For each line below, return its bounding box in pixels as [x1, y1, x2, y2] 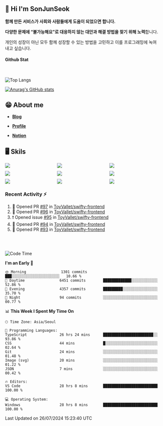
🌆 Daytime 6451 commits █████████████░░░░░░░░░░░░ [5, 278, 158, 283]
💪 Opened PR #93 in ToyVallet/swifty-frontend [12, 226, 106, 232]
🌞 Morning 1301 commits [5, 269, 88, 275]
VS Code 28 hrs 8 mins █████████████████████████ [5, 384, 158, 388]
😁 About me [5, 101, 44, 109]
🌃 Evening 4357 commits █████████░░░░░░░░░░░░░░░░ [5, 286, 158, 292]
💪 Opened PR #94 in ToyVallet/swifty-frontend [12, 222, 106, 227]
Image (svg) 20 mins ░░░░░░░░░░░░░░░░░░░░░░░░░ [5, 358, 158, 363]
